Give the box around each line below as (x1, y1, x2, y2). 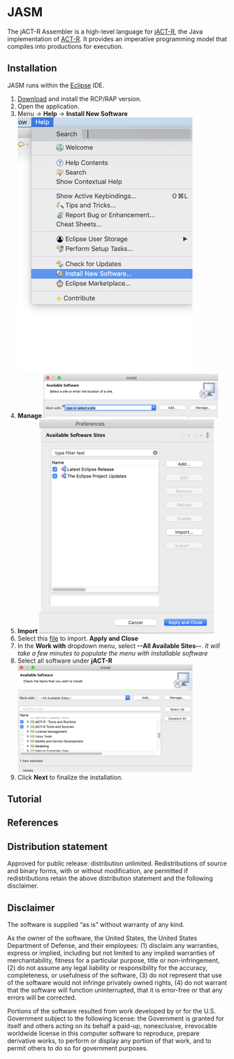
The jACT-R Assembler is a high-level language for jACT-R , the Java (7, 27, 203, 36)
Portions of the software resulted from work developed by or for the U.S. (7, 1007, 217, 1016)
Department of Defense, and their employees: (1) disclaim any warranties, (7, 942, 219, 950)
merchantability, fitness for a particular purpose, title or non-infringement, (7, 956, 220, 965)
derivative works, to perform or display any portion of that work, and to (7, 1037, 212, 1045)
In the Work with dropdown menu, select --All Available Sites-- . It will (17, 642, 220, 650)
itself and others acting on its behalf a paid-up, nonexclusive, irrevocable (7, 1022, 218, 1030)
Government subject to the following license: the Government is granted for (7, 1014, 225, 1023)
